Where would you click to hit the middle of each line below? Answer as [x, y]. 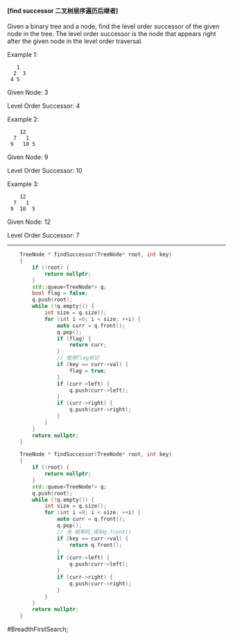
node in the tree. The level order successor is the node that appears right [112, 34]
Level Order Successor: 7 [43, 236]
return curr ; [88, 345]
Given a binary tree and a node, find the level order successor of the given [113, 26]
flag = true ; [88, 371]
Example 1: [23, 55]
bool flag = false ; [60, 293]
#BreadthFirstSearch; [38, 630]
